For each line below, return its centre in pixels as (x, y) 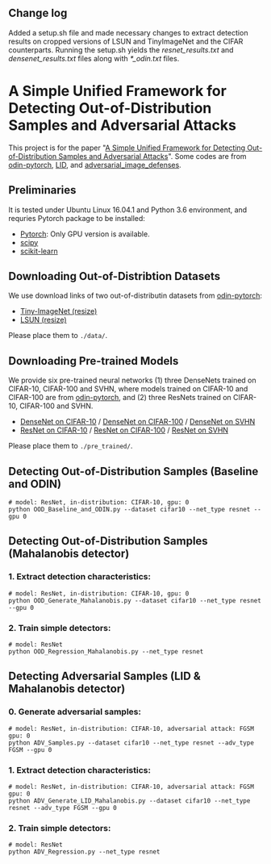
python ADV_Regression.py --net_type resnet (84, 852)
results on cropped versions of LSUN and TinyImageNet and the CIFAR (126, 41)
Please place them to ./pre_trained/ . (71, 446)
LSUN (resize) (43, 320)
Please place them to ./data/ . (58, 336)
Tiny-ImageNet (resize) (58, 311)
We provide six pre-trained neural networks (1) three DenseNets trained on (132, 380)
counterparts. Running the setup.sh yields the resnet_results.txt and (121, 50)
